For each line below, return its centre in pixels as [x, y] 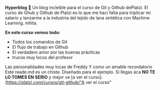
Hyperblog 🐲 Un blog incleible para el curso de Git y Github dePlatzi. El [77, 8]
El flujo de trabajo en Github [40, 47]
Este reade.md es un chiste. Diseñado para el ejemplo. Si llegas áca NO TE [80, 72]
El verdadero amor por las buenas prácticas [56, 52]
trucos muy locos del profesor [42, 57]
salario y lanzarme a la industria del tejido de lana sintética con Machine [77, 18]
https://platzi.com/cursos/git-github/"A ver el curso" [59, 82]
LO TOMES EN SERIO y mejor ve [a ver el [46, 77]
